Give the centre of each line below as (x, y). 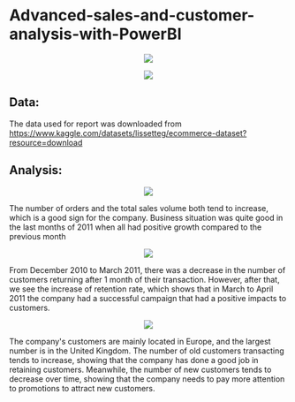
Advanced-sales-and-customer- (132, 15)
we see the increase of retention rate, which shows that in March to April (141, 289)
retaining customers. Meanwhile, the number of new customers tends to (140, 369)
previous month (38, 236)
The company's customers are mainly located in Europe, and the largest (140, 341)
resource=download (46, 142)
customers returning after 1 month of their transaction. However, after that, (144, 279)
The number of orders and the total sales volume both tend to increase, (139, 208)
